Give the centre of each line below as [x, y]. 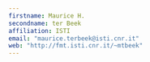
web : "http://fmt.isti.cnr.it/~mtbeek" [76, 46]
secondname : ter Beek [45, 23]
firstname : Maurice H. [47, 16]
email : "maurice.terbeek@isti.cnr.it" [74, 38]
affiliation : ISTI [39, 31]
